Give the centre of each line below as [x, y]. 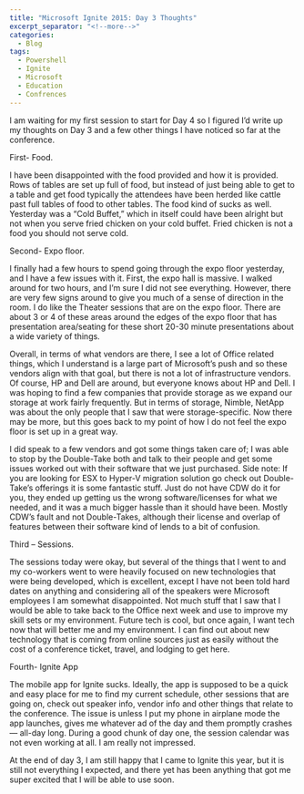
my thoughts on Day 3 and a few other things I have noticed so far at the [145, 129]
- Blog [30, 43]
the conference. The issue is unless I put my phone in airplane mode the [145, 713]
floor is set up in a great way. [64, 431]
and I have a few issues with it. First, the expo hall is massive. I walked [141, 278]
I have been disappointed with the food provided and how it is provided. [144, 175]
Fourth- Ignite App [44, 666]
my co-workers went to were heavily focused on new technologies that [142, 572]
